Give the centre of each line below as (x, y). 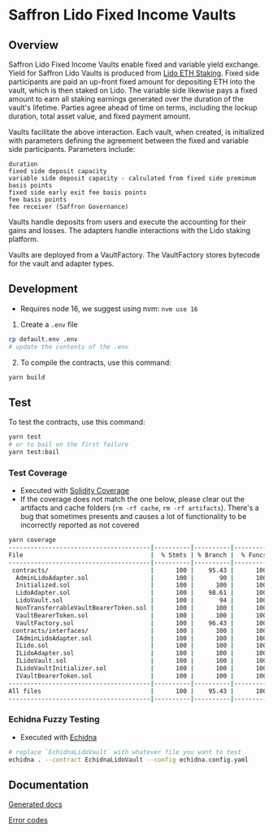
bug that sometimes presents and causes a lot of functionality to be (133, 517)
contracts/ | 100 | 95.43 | (123, 570)
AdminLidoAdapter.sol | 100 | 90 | (125, 578)
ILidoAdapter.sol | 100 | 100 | (125, 653)
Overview (34, 45)
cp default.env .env (43, 339)
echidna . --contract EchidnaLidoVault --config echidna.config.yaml (129, 760)
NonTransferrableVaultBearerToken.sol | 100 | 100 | (125, 608)
